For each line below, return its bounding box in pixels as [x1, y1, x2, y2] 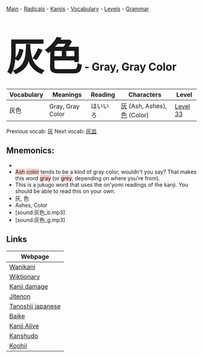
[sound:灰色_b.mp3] [14, 209, 65, 216]
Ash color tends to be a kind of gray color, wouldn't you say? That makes [14, 168, 197, 175]
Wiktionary [9, 272, 40, 281]
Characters [128, 90, 162, 99]
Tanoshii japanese [9, 302, 61, 310]
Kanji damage [9, 282, 48, 291]
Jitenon [9, 292, 31, 300]
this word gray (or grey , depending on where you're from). [14, 174, 160, 181]
